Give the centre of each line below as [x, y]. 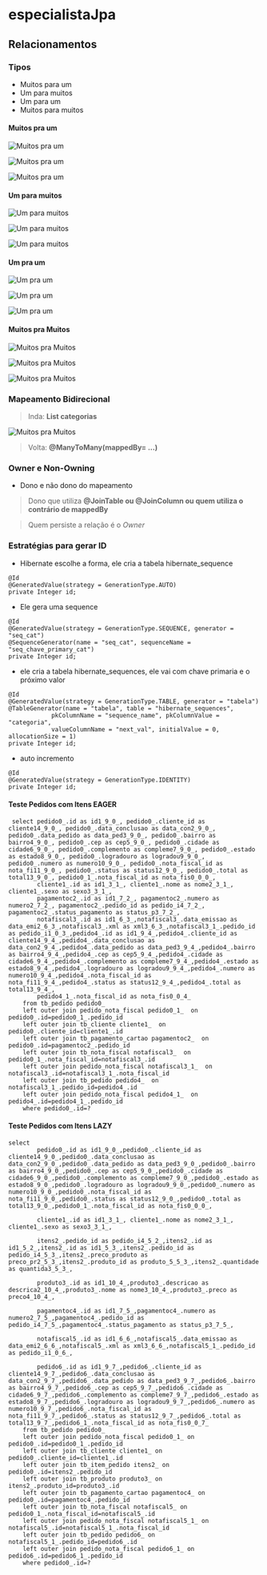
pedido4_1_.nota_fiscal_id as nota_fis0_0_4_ [114, 996]
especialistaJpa [62, 15]
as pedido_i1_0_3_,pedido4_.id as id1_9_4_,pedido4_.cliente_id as [123, 933]
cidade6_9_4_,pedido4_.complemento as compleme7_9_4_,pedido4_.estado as [134, 961]
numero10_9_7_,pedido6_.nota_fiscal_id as [80, 1409]
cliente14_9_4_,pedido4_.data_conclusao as [82, 940]
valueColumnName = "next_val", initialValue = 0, [135, 730]
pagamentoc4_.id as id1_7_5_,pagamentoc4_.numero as [127, 1311]
